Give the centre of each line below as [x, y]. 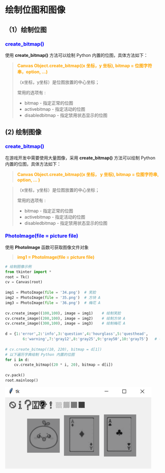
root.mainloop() [22, 380]
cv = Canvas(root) [24, 282]
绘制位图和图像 [35, 10]
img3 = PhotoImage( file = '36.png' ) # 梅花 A [53, 303]
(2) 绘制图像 [23, 132]
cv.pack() [15, 375]
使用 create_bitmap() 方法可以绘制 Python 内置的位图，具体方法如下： [77, 55]
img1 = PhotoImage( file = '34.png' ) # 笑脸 [51, 293]
